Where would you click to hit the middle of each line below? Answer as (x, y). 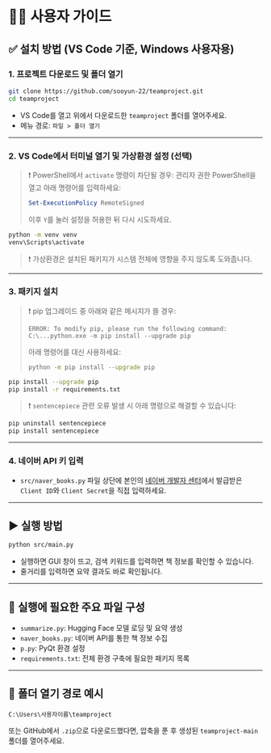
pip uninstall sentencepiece (57, 424)
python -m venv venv (43, 235)
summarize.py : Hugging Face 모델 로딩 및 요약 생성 (101, 628)
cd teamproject (34, 99)
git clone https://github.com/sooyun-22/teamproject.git (106, 91)
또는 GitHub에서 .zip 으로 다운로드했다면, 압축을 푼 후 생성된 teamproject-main (133, 730)
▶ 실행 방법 (35, 525)
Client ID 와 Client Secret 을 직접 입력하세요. (93, 490)
